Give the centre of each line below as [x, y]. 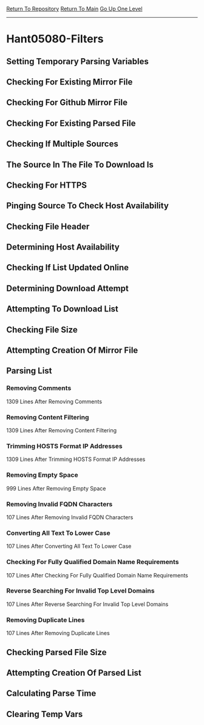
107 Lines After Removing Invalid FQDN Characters [70, 517]
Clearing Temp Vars [45, 714]
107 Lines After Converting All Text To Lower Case [69, 546]
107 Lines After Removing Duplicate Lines [58, 633]
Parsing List [29, 371]
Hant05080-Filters [55, 39]
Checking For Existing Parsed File [71, 123]
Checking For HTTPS [46, 185]
